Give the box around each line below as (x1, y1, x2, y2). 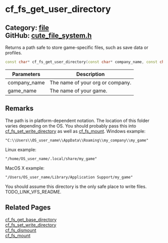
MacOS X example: (5, 165, 45, 171)
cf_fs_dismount (5, 227, 36, 233)
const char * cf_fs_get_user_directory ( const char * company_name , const (5, 59, 157, 64)
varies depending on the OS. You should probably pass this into (5, 122, 136, 128)
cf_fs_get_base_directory (5, 216, 57, 222)
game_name (7, 87, 36, 94)
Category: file (5, 23, 49, 32)
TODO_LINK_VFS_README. (5, 188, 61, 194)
